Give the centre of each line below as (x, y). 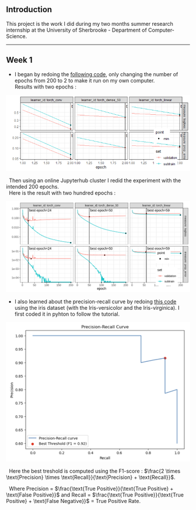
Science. (17, 36)
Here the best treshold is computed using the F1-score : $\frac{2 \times (94, 471)
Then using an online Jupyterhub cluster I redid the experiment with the (95, 180)
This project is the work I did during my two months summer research (90, 23)
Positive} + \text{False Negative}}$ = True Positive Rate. (73, 501)
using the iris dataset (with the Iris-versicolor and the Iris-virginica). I (97, 307)
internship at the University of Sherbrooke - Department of (76, 30)
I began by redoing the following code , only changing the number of (96, 74)
